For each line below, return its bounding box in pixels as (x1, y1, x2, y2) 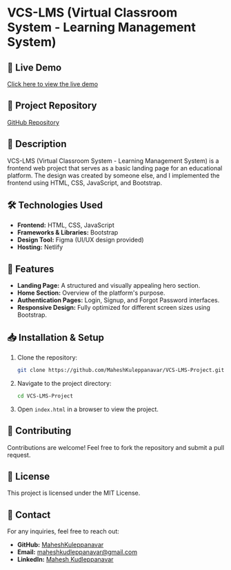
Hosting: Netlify (17, 243, 63, 251)
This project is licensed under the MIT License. (7, 489, 141, 498)
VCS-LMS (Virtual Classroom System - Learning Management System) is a (7, 157, 219, 165)
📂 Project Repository (7, 100, 98, 112)
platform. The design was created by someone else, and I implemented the (7, 171, 220, 179)
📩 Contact (7, 509, 51, 520)
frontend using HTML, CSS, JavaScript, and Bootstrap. (7, 178, 163, 187)
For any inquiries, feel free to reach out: (7, 527, 119, 535)
